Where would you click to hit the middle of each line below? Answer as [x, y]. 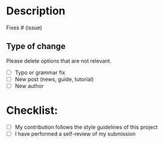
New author [29, 86]
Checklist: [32, 110]
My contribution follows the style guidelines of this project [86, 127]
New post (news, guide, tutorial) [54, 79]
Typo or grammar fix [40, 72]
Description [36, 11]
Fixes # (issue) [24, 28]
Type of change [36, 46]
